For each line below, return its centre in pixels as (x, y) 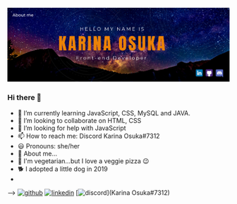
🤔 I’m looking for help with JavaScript (72, 128)
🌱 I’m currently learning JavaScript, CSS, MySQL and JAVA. (104, 113)
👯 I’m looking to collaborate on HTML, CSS (79, 120)
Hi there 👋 (25, 98)
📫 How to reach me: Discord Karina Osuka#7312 (89, 136)
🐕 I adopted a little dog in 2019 (62, 169)
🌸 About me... (37, 153)
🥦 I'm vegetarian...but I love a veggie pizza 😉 (83, 161)
